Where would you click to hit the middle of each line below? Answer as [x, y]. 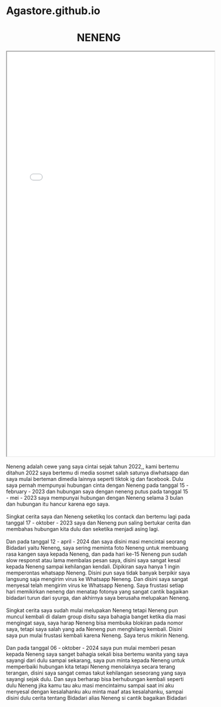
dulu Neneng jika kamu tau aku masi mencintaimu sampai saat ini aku [90, 686]
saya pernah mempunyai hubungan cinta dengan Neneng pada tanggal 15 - [98, 485]
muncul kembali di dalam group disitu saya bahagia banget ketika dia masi [96, 617]
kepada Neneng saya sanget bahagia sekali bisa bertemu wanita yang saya [97, 654]
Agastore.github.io [53, 11]
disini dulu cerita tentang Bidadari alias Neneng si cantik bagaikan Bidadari [96, 698]
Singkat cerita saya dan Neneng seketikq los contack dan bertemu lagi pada [98, 517]
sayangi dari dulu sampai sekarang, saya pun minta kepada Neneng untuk [96, 660]
